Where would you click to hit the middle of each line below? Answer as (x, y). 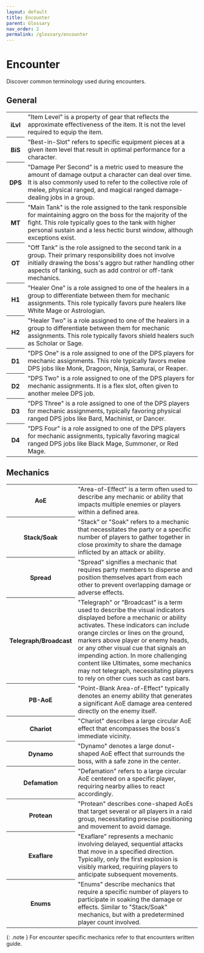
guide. (14, 943)
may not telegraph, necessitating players (136, 670)
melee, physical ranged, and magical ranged (91, 190)
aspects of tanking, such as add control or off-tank (100, 270)
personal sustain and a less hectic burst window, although (110, 230)
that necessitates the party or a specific (134, 529)
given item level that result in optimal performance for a (106, 150)
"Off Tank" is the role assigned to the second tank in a (104, 247)
